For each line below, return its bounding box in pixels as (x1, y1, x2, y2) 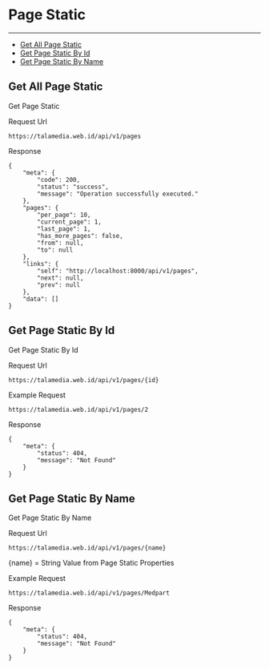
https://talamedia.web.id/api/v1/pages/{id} (8, 376, 159, 384)
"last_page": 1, (37, 224, 91, 233)
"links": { (22, 260, 59, 268)
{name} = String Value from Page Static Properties (8, 558, 175, 568)
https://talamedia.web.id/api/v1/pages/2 (8, 405, 149, 413)
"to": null (37, 246, 74, 254)
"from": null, (37, 239, 84, 247)
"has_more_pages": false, (37, 232, 124, 240)
